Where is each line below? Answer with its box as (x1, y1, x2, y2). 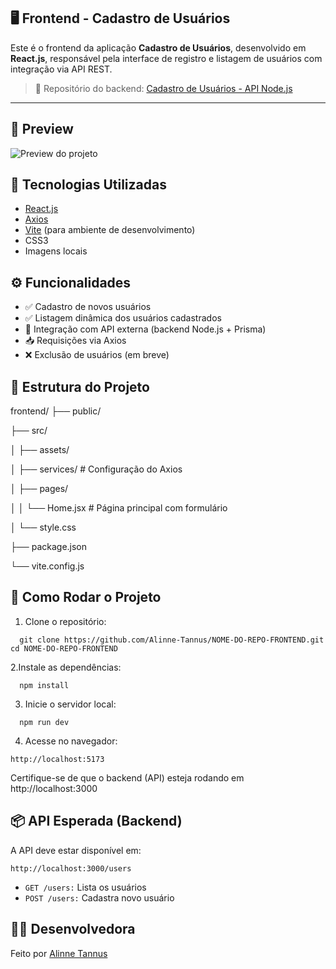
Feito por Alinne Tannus (10, 947, 108, 959)
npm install (19, 680, 70, 690)
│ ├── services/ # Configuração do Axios (10, 463, 183, 475)
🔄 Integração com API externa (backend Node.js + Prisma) (24, 323, 267, 335)
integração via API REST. (10, 63, 113, 75)
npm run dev (19, 717, 70, 727)
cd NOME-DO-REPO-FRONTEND (10, 643, 118, 654)
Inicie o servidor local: (24, 698, 117, 710)
